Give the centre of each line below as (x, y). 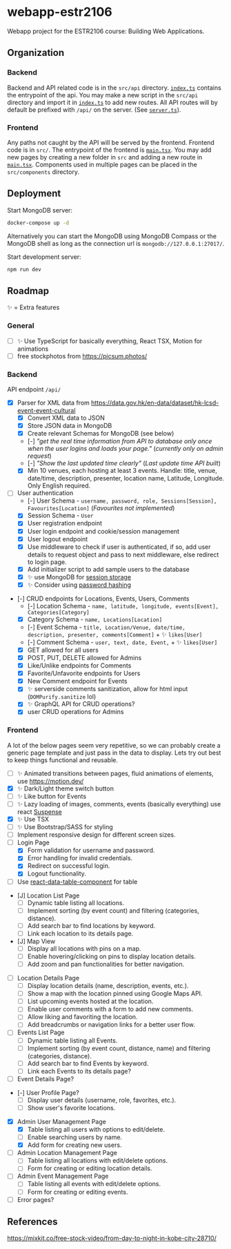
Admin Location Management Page (67, 1153)
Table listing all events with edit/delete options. (94, 1184)
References (32, 1222)
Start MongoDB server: (40, 210)
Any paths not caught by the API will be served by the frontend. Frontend (111, 142)
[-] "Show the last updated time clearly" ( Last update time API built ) (124, 463)
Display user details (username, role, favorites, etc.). (102, 1100)
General (21, 326)
